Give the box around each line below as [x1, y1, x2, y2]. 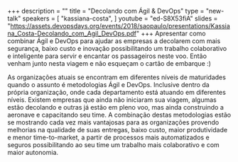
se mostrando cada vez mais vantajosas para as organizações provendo [7, 118, 220, 127]
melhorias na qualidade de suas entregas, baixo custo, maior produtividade [7, 126, 228, 134]
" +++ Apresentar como [136, 29, 206, 37]
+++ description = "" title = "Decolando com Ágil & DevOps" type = [7, 7, 205, 15]
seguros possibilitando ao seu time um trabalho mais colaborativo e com [7, 141, 220, 149]
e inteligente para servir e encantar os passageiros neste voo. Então [7, 52, 207, 60]
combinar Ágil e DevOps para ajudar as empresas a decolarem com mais [7, 37, 221, 45]
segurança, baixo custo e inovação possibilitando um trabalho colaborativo [7, 45, 227, 52]
